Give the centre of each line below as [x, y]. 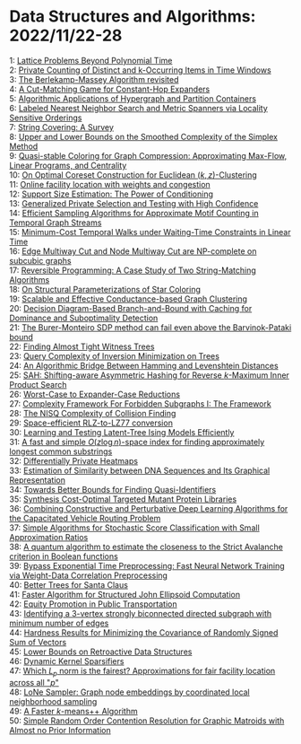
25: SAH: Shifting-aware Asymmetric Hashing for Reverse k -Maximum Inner [149, 375]
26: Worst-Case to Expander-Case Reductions [95, 394]
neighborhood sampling [53, 701]
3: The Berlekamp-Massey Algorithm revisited [94, 79]
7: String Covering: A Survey [62, 127]
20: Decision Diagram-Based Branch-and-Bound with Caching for [131, 308]
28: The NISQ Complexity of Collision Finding [93, 413]
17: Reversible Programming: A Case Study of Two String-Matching [133, 270]
